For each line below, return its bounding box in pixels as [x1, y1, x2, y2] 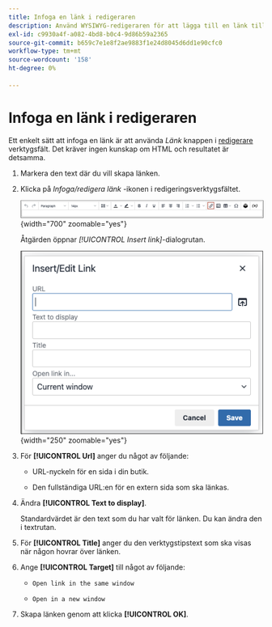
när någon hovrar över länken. [19, 547, 121, 557]
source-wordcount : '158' [8, 56, 92, 64]
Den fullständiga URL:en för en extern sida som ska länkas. [32, 482, 229, 493]
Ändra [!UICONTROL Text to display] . [19, 498, 147, 508]
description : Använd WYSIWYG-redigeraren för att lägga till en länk [8, 21, 249, 30]
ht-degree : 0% [8, 65, 57, 73]
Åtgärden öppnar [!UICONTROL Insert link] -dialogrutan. [19, 235, 206, 244]
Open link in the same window [32, 579, 135, 588]
